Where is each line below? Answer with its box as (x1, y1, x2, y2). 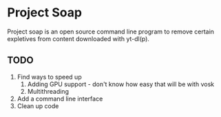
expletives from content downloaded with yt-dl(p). (7, 34, 150, 42)
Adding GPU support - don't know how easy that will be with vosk (27, 80, 215, 88)
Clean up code (17, 101, 59, 110)
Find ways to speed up (17, 73, 82, 81)
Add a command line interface (17, 94, 103, 103)
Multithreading (27, 87, 69, 95)
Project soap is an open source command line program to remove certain (7, 27, 215, 36)
